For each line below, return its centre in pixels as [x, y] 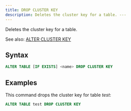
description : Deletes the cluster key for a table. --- [66, 15]
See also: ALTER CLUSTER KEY [38, 39]
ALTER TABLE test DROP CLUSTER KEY [43, 104]
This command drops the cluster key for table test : [58, 95]
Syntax [17, 55]
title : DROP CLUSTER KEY [32, 10]
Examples [21, 83]
